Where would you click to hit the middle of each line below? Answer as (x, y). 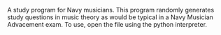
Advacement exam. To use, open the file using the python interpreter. (107, 24)
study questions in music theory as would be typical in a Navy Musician (110, 17)
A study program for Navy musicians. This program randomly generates (111, 10)
